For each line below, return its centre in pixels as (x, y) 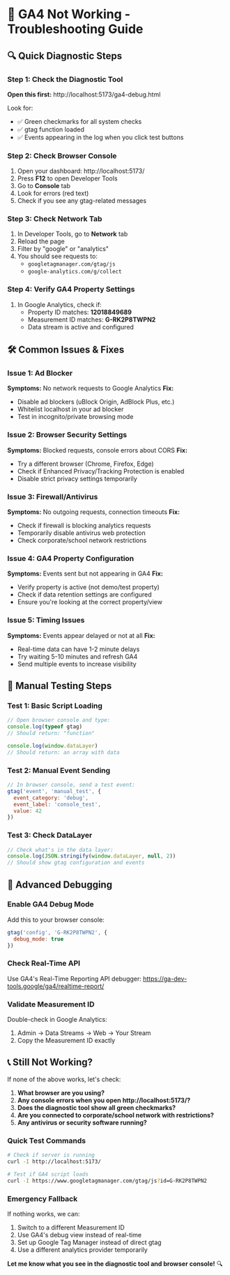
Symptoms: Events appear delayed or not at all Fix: (81, 635)
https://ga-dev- (165, 978)
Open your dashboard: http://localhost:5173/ (81, 171)
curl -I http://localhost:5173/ (54, 1162)
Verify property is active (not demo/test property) (89, 587)
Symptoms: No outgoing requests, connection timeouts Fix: (93, 512)
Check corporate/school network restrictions (82, 541)
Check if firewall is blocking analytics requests (84, 526)
